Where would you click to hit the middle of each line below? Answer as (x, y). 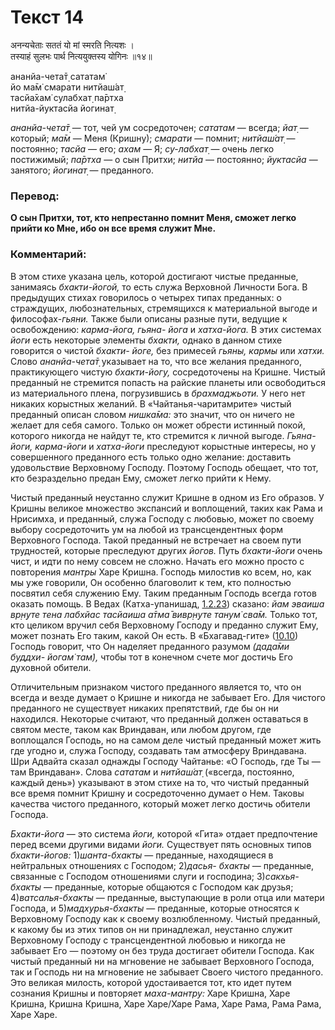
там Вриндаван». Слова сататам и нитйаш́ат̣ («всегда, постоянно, (152, 772)
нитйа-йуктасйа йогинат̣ (62, 108)
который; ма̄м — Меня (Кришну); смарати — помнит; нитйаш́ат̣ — (153, 138)
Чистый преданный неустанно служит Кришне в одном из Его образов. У (167, 497)
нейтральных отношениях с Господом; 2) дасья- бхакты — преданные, (162, 865)
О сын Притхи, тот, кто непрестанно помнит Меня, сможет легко (153, 218)
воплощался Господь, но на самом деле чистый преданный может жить (166, 740)
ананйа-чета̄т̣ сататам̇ (58, 76)
